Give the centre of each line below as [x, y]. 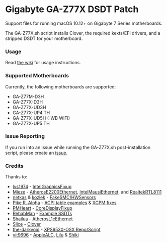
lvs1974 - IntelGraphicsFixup [42, 187]
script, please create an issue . [36, 153]
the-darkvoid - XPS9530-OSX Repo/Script [56, 230]
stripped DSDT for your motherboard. [44, 38]
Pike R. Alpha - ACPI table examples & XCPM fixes [64, 203]
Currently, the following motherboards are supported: [61, 86]
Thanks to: [16, 177]
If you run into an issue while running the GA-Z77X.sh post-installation [78, 147]
